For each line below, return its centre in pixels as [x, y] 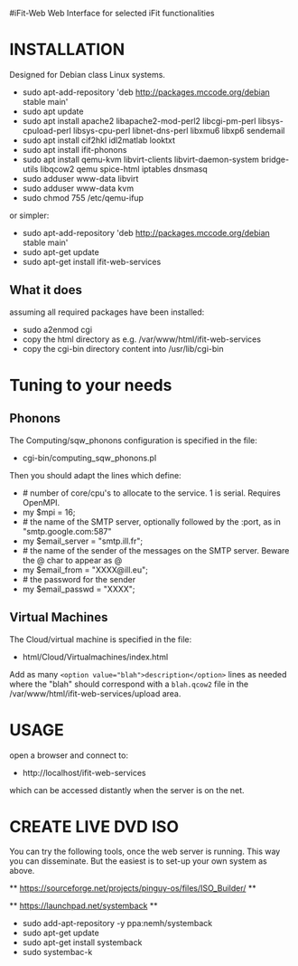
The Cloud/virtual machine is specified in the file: [101, 639]
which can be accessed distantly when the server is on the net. [127, 790]
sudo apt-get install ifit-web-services [92, 261]
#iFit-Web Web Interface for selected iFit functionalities [112, 13]
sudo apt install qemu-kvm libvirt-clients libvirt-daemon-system [141, 159]
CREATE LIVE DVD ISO [94, 826]
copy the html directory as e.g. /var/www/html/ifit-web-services [142, 339]
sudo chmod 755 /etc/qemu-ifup [83, 197]
